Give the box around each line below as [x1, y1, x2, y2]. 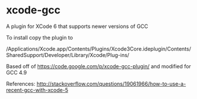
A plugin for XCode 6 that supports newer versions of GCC [6, 23, 149, 30]
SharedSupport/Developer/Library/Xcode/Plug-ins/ [6, 51, 129, 58]
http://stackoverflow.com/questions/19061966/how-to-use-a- [36, 80, 186, 87]
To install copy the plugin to [6, 34, 74, 41]
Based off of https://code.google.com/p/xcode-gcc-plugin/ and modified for [6, 62, 191, 70]
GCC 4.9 [6, 69, 28, 76]
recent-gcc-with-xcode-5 [6, 86, 69, 93]
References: [6, 80, 35, 87]
